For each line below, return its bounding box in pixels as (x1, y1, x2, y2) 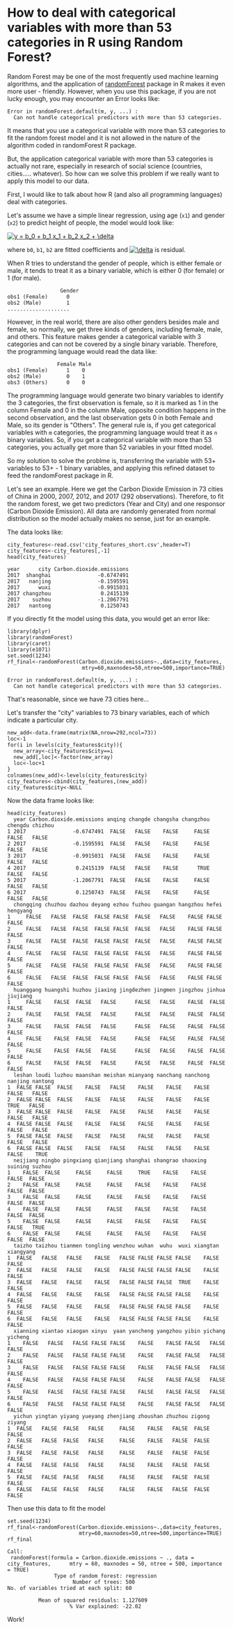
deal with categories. (7, 197, 67, 206)
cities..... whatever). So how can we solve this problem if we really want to (7, 169, 220, 178)
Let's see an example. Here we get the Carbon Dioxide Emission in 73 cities (7, 485, 224, 493)
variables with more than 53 (7, 19, 172, 36)
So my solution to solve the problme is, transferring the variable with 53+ (7, 456, 216, 464)
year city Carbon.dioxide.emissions (7, 565, 129, 572)
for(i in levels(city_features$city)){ (7, 741, 123, 748)
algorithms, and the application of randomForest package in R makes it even (7, 79, 225, 88)
